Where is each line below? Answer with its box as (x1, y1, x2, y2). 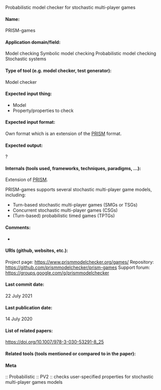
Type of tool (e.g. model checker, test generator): (5, 67, 112, 74)
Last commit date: (5, 281, 44, 288)
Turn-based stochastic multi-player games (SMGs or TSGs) (12, 202, 138, 208)
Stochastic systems (5, 56, 47, 62)
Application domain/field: (5, 39, 61, 45)
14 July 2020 (5, 316, 33, 322)
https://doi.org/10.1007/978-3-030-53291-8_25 (5, 339, 104, 345)
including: (5, 192, 26, 198)
